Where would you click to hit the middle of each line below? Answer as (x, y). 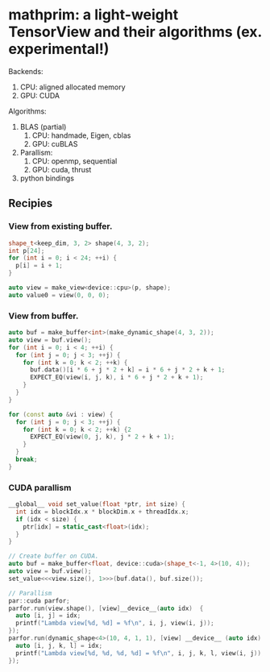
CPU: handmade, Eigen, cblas (81, 135)
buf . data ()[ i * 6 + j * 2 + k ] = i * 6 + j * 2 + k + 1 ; (127, 370)
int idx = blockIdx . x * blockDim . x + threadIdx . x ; (102, 512)
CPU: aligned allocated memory (73, 87)
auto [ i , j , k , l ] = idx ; (59, 645)
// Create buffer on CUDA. (54, 556)
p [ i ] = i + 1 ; (39, 266)
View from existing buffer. (60, 226)
